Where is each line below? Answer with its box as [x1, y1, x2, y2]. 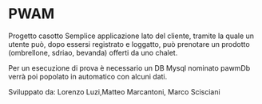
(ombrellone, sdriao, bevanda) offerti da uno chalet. [8, 48, 178, 57]
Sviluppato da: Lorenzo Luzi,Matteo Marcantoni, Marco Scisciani [8, 87, 221, 96]
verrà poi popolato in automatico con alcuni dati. [8, 71, 168, 81]
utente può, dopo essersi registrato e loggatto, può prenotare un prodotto [8, 39, 250, 48]
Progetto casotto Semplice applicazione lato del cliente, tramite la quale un [8, 31, 254, 40]
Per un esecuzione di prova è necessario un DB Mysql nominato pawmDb [8, 63, 251, 72]
